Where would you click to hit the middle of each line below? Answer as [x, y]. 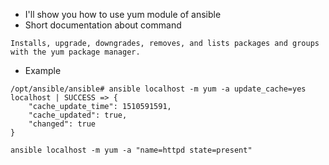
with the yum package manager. [75, 52]
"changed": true [62, 124]
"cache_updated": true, [78, 115]
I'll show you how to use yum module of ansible [123, 14]
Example [43, 70]
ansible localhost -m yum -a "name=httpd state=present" [131, 150]
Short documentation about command [103, 25]
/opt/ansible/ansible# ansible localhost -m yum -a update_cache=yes [158, 89]
